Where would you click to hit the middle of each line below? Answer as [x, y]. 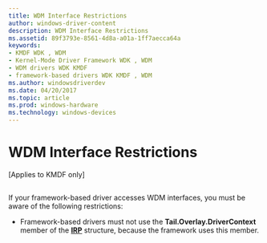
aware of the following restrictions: [66, 206]
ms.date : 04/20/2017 [43, 90]
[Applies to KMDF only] [47, 174]
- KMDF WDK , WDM [37, 53]
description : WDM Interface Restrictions [79, 30]
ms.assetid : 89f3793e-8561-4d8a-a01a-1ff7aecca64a [95, 38]
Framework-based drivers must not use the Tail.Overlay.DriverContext [138, 222]
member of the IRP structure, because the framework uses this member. [139, 230]
